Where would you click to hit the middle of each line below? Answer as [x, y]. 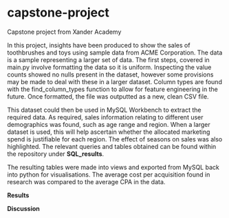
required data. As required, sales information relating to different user [105, 117]
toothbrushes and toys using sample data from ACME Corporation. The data [115, 52]
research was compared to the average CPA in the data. [86, 181]
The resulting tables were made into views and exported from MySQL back [113, 167]
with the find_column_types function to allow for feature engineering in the [112, 89]
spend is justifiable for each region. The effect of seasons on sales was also [115, 139]
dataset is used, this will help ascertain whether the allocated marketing [109, 132]
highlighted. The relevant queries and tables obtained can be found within [112, 146]
